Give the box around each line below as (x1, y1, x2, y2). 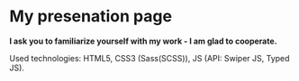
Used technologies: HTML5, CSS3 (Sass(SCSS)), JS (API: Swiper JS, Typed (9, 53, 290, 63)
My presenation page (9, 6, 173, 27)
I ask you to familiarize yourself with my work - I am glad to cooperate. (9, 36, 277, 46)
